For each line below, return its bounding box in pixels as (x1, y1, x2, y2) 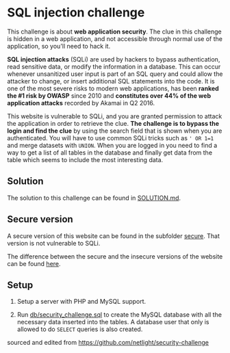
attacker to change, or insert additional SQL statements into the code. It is (7, 77, 215, 85)
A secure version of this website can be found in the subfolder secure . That (7, 231, 220, 240)
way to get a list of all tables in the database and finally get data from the (7, 148, 213, 157)
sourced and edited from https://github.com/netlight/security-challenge (7, 339, 209, 347)
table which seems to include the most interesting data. (7, 155, 164, 164)
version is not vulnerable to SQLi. (7, 239, 101, 247)
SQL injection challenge (7, 5, 145, 21)
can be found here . (7, 259, 61, 267)
